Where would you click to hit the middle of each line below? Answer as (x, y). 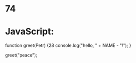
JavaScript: (30, 32)
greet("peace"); (21, 55)
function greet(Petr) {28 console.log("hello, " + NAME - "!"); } (68, 45)
